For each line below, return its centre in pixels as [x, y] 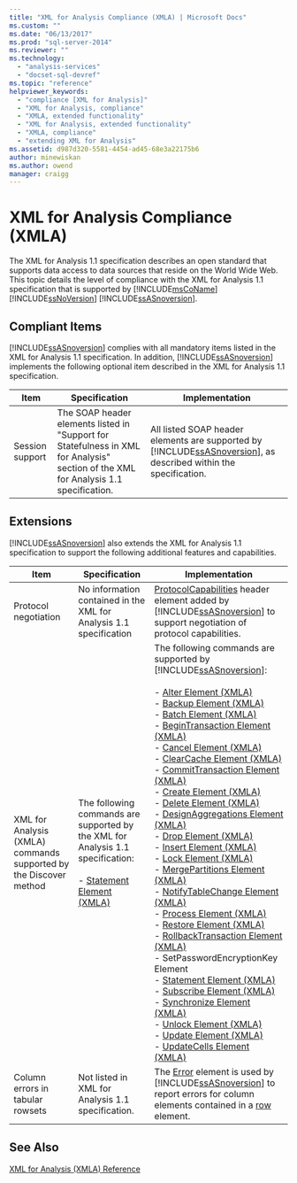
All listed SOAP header [197, 429]
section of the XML [96, 468]
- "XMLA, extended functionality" [80, 116]
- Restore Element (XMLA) [209, 924]
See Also [34, 1148]
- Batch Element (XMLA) [206, 714]
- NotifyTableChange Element [217, 891]
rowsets [30, 1110]
